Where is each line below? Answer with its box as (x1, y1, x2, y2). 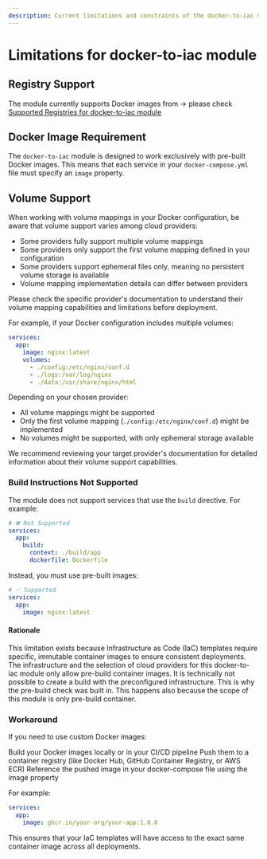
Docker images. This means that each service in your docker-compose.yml (8, 160, 249, 170)
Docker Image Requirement (8, 131, 147, 144)
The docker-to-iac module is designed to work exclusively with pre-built (8, 151, 246, 161)
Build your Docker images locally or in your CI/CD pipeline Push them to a (8, 747, 249, 757)
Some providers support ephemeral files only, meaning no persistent (19, 262, 245, 272)
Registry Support (8, 77, 95, 92)
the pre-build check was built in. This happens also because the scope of (8, 685, 249, 695)
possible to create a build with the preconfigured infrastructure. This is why (8, 677, 255, 686)
